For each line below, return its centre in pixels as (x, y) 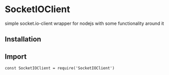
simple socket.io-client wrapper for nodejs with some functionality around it (84, 23)
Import (16, 57)
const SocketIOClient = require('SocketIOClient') (60, 68)
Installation (23, 39)
